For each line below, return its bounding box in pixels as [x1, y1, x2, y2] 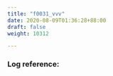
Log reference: [7, 59, 60, 69]
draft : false [7, 23, 46, 30]
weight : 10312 [7, 30, 50, 37]
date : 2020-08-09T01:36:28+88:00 [7, 17, 107, 24]
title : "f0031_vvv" [7, 10, 65, 18]
